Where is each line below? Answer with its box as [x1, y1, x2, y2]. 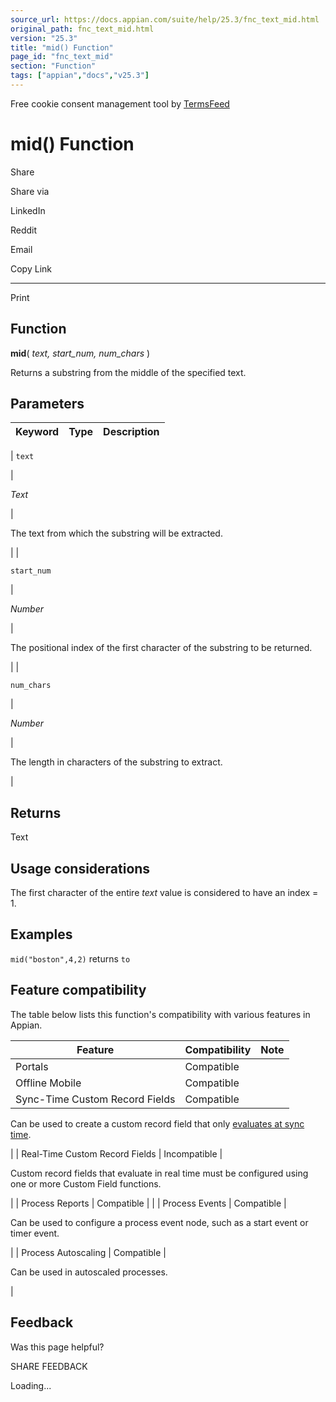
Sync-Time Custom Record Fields [15, 1092, 176, 1106]
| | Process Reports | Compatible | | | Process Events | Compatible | [10, 1197, 287, 1209]
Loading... [10, 1379, 52, 1391]
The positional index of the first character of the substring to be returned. [10, 642, 313, 654]
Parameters [10, 396, 85, 413]
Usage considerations [10, 860, 151, 877]
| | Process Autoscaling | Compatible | [10, 1246, 167, 1258]
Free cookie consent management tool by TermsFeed [10, 97, 230, 110]
